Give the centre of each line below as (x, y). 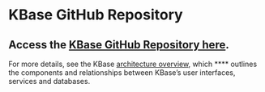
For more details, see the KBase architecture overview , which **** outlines (133, 64)
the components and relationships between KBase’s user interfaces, (122, 73)
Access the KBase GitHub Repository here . (119, 45)
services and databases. (49, 81)
